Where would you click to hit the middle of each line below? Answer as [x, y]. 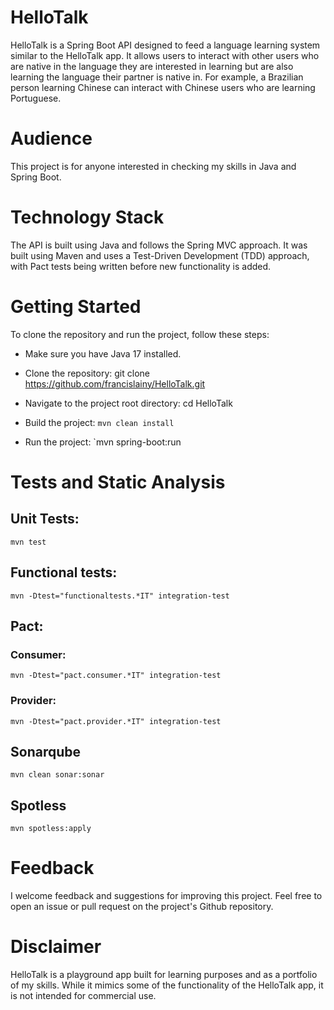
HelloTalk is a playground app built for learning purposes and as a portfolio [164, 975]
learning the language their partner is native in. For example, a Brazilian [157, 77]
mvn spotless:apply [51, 829]
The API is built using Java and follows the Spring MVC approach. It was [159, 245]
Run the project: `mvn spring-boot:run [103, 442]
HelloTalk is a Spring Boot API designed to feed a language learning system [165, 45]
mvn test [28, 542]
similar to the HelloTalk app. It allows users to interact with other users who [165, 55]
